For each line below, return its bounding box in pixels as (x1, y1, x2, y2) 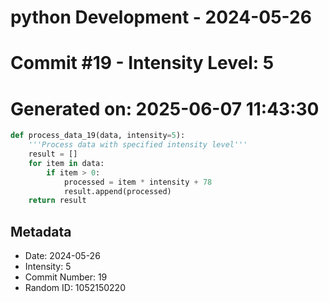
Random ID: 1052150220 (24, 282, 126, 294)
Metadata (10, 223, 72, 240)
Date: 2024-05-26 (24, 250, 101, 262)
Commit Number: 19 (24, 271, 108, 283)
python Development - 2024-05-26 (10, 6, 312, 29)
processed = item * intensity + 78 (63, 177, 213, 187)
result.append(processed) (63, 186, 172, 196)
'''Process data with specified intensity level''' (28, 140, 248, 150)
